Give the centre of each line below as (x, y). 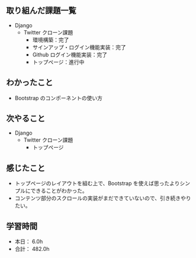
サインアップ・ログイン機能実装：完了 (79, 47)
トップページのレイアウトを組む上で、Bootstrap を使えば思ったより (97, 183)
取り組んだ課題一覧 (41, 11)
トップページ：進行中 (58, 62)
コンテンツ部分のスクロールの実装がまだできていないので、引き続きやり (103, 198)
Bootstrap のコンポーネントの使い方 (58, 98)
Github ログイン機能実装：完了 (70, 55)
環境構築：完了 (51, 40)
